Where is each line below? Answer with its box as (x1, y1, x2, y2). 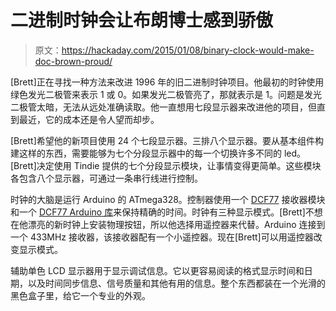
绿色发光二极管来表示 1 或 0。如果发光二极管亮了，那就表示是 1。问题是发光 (10, 88, 322, 100)
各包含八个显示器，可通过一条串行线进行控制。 (10, 172, 203, 184)
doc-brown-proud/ (34, 55, 113, 67)
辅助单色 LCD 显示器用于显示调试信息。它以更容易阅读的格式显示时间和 (10, 264, 305, 276)
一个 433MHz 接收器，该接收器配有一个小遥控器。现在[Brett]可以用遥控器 (10, 231, 314, 243)
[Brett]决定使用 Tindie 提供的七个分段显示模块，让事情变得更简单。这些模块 (10, 159, 322, 171)
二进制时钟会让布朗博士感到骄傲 (10, 9, 274, 32)
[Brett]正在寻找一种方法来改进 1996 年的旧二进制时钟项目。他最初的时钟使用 (10, 76, 325, 88)
